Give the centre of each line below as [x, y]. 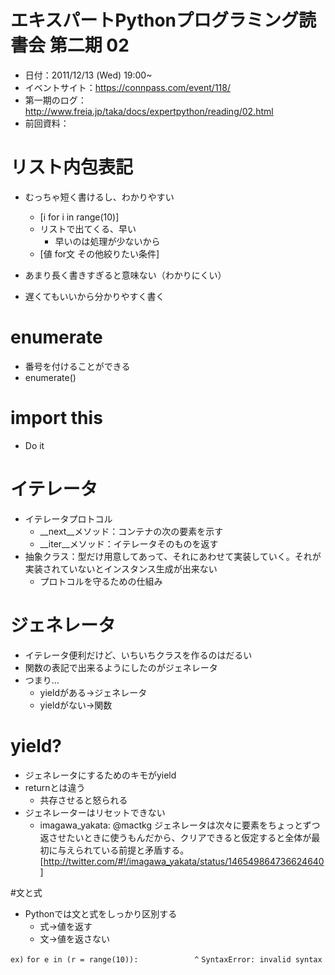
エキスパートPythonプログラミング [154, 20]
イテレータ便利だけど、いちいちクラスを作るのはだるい [138, 655]
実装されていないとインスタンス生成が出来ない [121, 568]
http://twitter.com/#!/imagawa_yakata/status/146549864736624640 [184, 861]
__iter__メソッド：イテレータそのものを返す [129, 543]
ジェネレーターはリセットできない [95, 812]
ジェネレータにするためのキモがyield [100, 775]
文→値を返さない [74, 938]
